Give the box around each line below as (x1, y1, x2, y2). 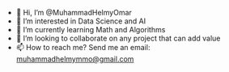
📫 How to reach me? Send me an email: (15, 43, 151, 52)
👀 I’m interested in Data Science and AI (15, 16, 146, 26)
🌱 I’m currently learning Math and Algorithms (15, 25, 166, 34)
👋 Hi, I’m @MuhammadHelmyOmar (15, 8, 132, 17)
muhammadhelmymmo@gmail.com (15, 54, 134, 64)
